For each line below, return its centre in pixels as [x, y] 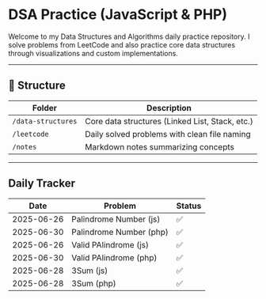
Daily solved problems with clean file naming [167, 134]
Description [169, 108]
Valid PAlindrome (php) [114, 257]
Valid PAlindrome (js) [110, 244]
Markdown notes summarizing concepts [160, 146]
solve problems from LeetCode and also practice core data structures [122, 44]
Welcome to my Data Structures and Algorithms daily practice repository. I [129, 36]
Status [189, 206]
